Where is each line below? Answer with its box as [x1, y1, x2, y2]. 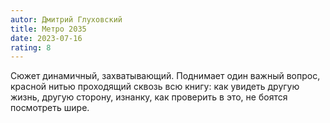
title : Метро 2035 [10, 24, 87, 34]
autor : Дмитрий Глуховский [10, 14, 123, 25]
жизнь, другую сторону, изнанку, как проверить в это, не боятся [10, 91, 288, 103]
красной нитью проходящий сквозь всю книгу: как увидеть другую [10, 81, 300, 93]
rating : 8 [10, 42, 52, 53]
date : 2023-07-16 [10, 33, 83, 43]
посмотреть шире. [10, 102, 90, 114]
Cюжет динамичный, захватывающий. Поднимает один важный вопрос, [10, 70, 321, 82]
